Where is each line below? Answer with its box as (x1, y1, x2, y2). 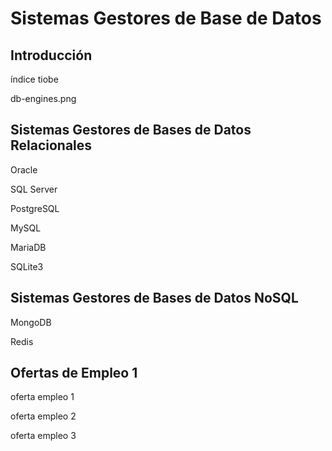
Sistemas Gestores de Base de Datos (10, 7, 322, 30)
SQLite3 (10, 260, 44, 272)
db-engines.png (10, 93, 77, 104)
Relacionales (10, 137, 93, 154)
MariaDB (10, 241, 47, 253)
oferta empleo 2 (10, 410, 77, 422)
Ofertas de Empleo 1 (10, 365, 138, 382)
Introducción (10, 47, 93, 64)
